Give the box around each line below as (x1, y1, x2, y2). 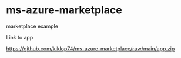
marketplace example (6, 23, 59, 30)
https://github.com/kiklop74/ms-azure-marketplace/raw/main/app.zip (6, 45, 175, 52)
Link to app (6, 34, 33, 41)
